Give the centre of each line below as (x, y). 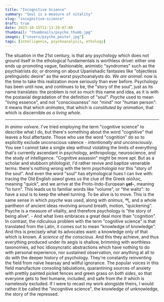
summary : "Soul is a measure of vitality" (49, 14)
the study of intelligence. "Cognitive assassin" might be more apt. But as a (80, 158)
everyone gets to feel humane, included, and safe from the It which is (75, 278)
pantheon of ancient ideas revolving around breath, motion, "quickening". (79, 206)
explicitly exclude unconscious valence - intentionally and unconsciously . (79, 142)
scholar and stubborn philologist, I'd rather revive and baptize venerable (78, 163)
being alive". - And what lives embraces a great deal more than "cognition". (81, 216)
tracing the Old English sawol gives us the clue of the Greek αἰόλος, (74, 179)
